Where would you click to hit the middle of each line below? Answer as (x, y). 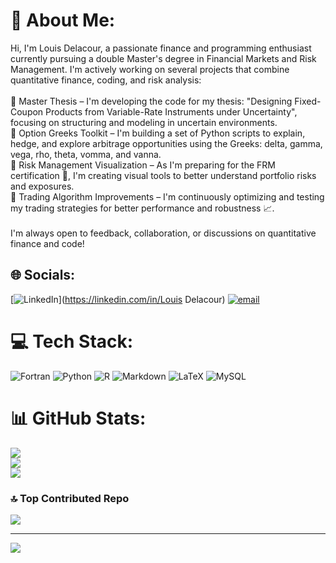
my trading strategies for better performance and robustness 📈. (142, 208)
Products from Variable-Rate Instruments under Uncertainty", (171, 111)
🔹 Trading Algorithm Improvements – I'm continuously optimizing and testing (167, 196)
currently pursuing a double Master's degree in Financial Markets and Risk (163, 58)
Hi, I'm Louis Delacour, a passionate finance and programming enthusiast (161, 48)
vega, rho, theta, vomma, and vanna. (86, 154)
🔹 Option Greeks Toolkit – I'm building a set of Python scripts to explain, (158, 133)
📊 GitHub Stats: (78, 418)
